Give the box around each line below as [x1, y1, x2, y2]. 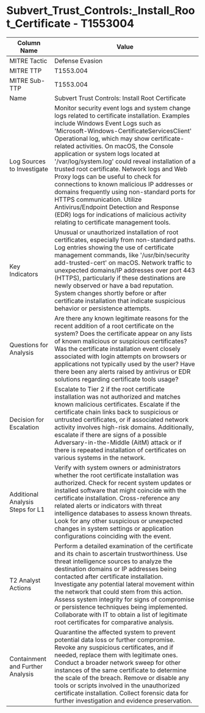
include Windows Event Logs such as [54, 119, 162, 127]
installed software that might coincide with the [54, 486, 187, 494]
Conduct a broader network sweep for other [54, 658, 181, 667]
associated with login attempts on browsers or [54, 352, 187, 360]
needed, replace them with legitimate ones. [54, 650, 178, 659]
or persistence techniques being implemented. [54, 603, 188, 611]
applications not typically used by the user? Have [54, 360, 195, 368]
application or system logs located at [54, 149, 160, 158]
